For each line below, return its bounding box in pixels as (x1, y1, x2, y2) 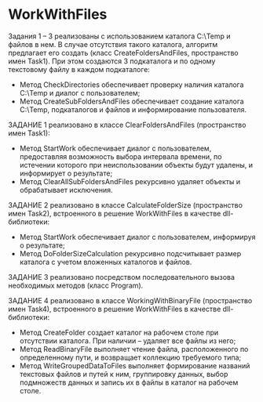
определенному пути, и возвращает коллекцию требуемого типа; (19, 353, 242, 362)
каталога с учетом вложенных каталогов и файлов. (19, 257, 192, 266)
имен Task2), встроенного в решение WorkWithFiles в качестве (8, 208, 221, 218)
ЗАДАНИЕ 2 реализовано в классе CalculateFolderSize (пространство (8, 200, 243, 209)
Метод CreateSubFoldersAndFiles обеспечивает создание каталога (19, 96, 245, 106)
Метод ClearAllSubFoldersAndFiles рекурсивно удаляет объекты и (19, 176, 241, 186)
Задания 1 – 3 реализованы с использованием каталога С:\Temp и (8, 31, 231, 41)
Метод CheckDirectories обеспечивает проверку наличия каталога (19, 80, 244, 89)
